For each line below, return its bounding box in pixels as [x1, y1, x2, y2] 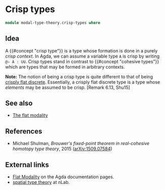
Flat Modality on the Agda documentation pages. [12, 174, 115, 180]
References [5, 127, 42, 135]
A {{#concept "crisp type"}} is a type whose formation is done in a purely [5, 47, 158, 54]
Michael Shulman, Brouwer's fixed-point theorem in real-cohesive [12, 140, 150, 147]
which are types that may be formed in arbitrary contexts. [5, 64, 125, 70]
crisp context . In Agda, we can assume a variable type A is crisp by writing [5, 53, 160, 59]
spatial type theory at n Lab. [12, 179, 70, 185]
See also [5, 99, 33, 108]
